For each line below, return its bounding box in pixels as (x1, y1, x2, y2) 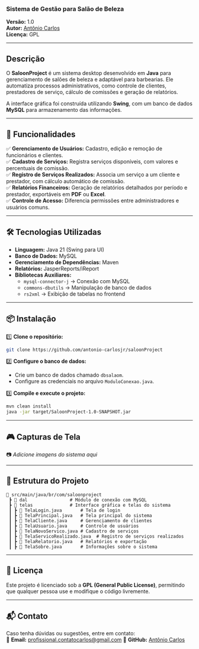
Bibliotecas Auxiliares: (14, 271, 72, 278)
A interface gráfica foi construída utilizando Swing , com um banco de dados (6, 100, 192, 107)
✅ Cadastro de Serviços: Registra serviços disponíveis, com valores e (6, 158, 179, 165)
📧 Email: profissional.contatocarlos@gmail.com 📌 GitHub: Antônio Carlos (6, 636, 185, 644)
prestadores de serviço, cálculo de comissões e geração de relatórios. (6, 89, 179, 96)
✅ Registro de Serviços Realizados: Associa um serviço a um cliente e (6, 171, 180, 178)
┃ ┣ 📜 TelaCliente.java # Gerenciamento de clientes (8, 518, 152, 523)
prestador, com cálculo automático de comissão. (6, 177, 126, 184)
